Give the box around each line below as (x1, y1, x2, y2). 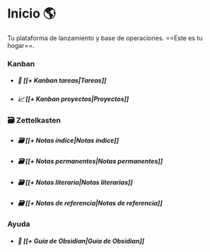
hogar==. (7, 41, 35, 49)
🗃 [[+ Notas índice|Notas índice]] (17, 136, 119, 145)
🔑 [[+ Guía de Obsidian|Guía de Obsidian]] (17, 236, 145, 245)
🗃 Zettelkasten (7, 116, 62, 126)
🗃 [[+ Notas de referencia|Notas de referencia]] (17, 198, 163, 207)
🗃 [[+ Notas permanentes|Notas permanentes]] (17, 157, 163, 166)
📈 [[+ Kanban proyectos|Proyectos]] (17, 95, 129, 103)
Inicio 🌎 (7, 6, 56, 22)
